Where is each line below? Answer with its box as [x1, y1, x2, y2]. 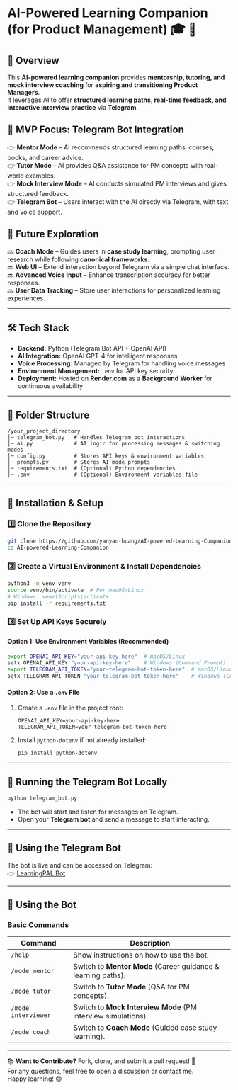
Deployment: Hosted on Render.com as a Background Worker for [17, 374, 212, 383]
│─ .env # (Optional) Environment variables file [7, 471, 198, 479]
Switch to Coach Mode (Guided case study [73, 1023, 217, 1033]
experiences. [7, 294, 46, 302]
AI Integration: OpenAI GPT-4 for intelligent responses [17, 352, 178, 361]
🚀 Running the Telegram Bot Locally [7, 776, 168, 788]
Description [130, 938, 171, 948]
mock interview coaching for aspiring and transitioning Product [7, 81, 198, 89]
